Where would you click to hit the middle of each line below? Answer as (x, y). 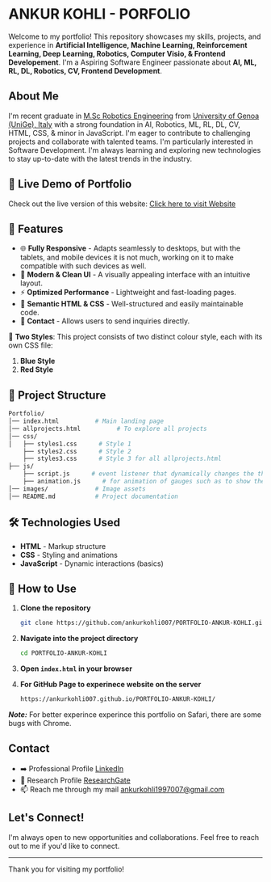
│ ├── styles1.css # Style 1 (70, 444)
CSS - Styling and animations (69, 555)
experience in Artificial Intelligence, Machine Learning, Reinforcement (128, 44)
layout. (31, 283)
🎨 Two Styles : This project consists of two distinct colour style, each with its (135, 337)
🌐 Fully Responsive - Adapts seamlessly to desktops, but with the (130, 248)
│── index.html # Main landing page (86, 421)
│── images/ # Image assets (77, 489)
